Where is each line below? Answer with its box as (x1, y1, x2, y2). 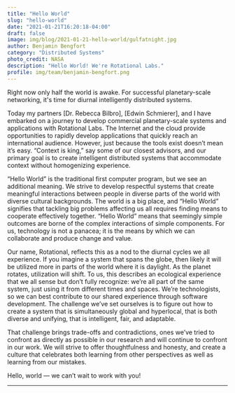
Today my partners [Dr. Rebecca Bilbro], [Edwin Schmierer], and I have (7, 109, 211, 117)
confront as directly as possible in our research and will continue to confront (7, 335, 227, 343)
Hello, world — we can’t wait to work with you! (7, 371, 141, 380)
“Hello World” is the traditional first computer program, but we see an (7, 174, 207, 183)
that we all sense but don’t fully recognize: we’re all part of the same (7, 277, 204, 285)
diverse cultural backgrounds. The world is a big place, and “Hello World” (7, 196, 219, 205)
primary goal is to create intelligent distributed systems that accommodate (7, 153, 222, 162)
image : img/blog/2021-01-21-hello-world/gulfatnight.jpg (7, 36, 177, 43)
